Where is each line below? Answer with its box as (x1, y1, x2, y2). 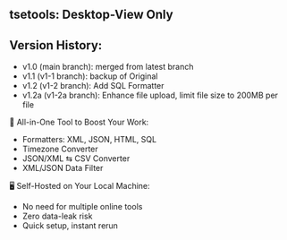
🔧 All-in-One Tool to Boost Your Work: (9, 116, 149, 128)
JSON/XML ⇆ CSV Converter (21, 153, 131, 164)
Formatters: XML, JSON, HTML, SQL (21, 134, 157, 145)
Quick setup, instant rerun (21, 220, 119, 231)
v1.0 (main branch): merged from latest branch (21, 62, 194, 73)
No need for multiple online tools (21, 201, 143, 212)
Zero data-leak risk (21, 210, 93, 222)
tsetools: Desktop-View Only (9, 7, 173, 22)
